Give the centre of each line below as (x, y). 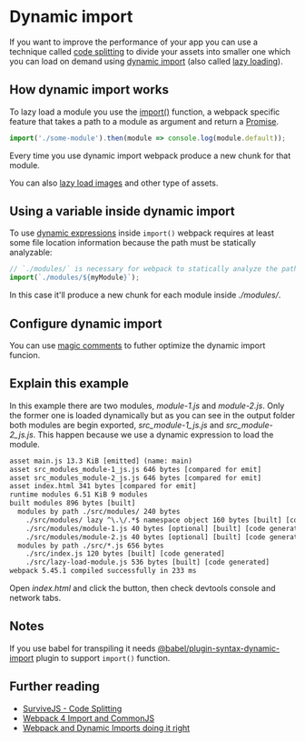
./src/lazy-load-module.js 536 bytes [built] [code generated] (148, 562)
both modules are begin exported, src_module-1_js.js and (117, 425)
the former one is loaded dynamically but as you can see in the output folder (152, 415)
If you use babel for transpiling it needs (83, 648)
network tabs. (35, 598)
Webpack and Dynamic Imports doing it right (106, 727)
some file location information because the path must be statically (133, 243)
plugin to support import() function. (103, 657)
